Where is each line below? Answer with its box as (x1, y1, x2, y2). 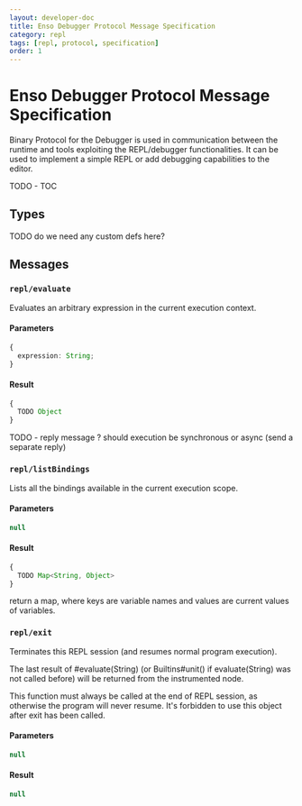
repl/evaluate (9, 284, 71, 294)
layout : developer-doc (9, 13, 95, 23)
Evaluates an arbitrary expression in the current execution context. (9, 302, 257, 313)
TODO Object (17, 408, 63, 417)
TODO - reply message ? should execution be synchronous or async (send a (9, 432, 294, 443)
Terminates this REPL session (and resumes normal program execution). (9, 646, 278, 656)
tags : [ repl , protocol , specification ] (9, 38, 160, 48)
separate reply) (9, 442, 67, 453)
